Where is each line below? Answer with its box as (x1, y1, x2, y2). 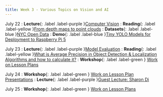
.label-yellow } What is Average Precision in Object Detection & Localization (5, 51, 157, 57)
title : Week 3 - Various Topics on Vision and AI (5, 7, 109, 12)
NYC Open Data (17, 31, 49, 37)
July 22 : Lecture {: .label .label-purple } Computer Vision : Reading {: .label (5, 21, 156, 27)
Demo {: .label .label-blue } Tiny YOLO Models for (52, 31, 151, 37)
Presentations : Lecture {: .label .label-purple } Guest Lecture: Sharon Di (5, 76, 149, 82)
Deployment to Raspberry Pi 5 (5, 36, 66, 42)
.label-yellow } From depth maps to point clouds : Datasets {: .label (5, 26, 139, 32)
